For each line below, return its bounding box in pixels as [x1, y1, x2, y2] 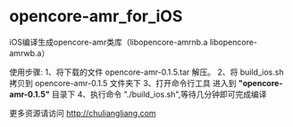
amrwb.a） [9, 47, 50, 59]
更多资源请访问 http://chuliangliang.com [9, 107, 156, 118]
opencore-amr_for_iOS [9, 6, 183, 27]
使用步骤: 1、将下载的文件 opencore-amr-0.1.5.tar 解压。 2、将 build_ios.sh [9, 67, 284, 77]
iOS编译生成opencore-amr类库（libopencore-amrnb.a [9, 36, 208, 47]
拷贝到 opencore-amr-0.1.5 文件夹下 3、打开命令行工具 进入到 [9, 77, 237, 88]
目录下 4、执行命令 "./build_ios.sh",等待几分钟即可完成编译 [52, 89, 267, 99]
